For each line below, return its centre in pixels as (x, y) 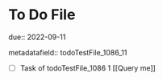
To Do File (42, 15)
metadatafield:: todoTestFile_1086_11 (68, 52)
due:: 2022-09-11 (37, 37)
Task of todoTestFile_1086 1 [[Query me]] (88, 68)
